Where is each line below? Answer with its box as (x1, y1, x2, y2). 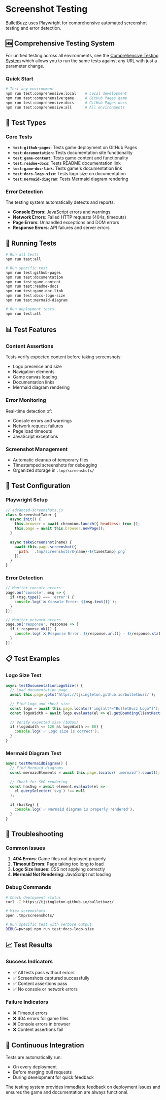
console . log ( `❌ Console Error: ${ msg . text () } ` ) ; (14, 599, 117, 604)
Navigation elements (12, 369, 55, 375)
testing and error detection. (5, 25, 61, 31)
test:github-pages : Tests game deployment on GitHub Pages (12, 145, 137, 151)
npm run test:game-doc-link (5, 289, 64, 294)
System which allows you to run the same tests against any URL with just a (5, 58, 157, 64)
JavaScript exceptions (12, 433, 58, 439)
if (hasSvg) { (10, 802, 39, 807)
